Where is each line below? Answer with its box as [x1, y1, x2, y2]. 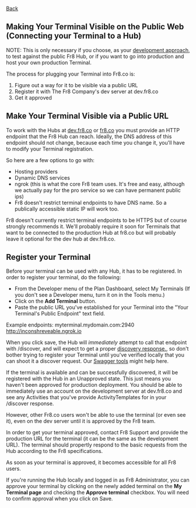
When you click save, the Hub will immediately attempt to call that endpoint [6, 339, 187, 346]
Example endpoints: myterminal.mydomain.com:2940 [6, 321, 135, 328]
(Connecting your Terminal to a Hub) [6, 31, 142, 41]
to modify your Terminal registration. [6, 145, 94, 152]
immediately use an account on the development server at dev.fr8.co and [6, 387, 183, 394]
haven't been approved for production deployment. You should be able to [6, 382, 183, 389]
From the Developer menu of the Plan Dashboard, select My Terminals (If [14, 285, 190, 292]
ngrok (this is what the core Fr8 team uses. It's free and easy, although [14, 180, 185, 187]
